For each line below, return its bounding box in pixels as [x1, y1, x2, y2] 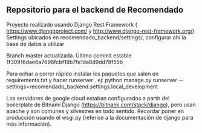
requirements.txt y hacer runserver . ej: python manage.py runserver [6, 76, 177, 83]
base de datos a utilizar [6, 40, 65, 47]
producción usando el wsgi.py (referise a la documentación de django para [6, 114, 194, 121]
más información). [6, 120, 52, 128]
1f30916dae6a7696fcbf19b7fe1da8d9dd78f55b [6, 58, 123, 65]
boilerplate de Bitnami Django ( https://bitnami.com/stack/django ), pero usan [6, 101, 197, 108]
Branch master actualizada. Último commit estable [6, 51, 132, 59]
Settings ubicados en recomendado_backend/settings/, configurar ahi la [6, 33, 186, 41]
